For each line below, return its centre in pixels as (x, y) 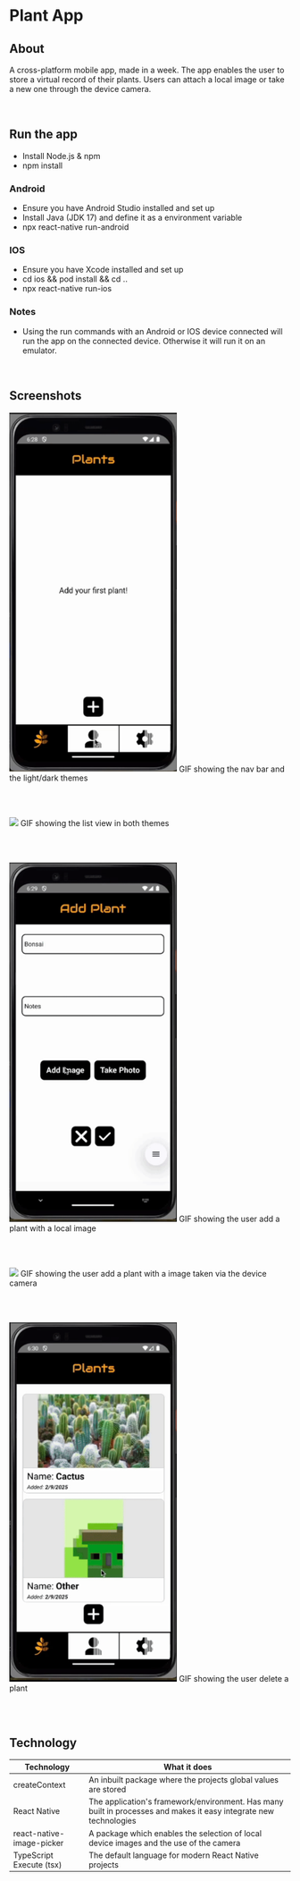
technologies (112, 1821)
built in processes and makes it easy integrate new (182, 1811)
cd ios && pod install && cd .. (75, 279)
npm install (42, 165)
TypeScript (33, 1855)
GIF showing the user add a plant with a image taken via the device (143, 1273)
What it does (188, 1767)
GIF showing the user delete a (233, 1678)
